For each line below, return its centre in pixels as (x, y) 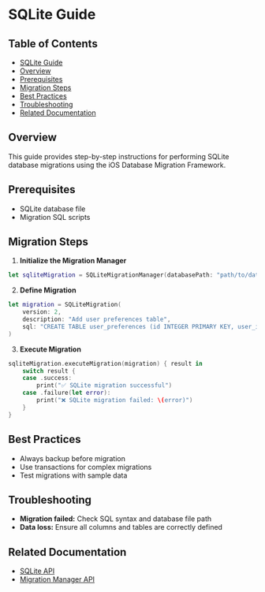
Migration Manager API (57, 579)
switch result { (49, 371)
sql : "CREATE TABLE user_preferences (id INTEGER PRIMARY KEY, (129, 326)
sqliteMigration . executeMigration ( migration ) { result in (105, 363)
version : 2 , (42, 312)
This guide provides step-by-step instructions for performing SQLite (119, 156)
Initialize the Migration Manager (73, 261)
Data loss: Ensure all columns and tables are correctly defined (121, 527)
